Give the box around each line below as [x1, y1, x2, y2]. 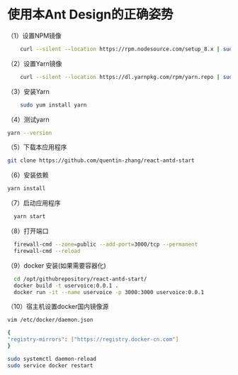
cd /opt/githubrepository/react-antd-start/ [13, 275, 147, 283]
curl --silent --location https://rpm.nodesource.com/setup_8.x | [20, 45, 220, 53]
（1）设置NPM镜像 [7, 31, 62, 40]
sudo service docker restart [7, 362, 93, 369]
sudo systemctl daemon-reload [7, 355, 97, 362]
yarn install [7, 185, 46, 192]
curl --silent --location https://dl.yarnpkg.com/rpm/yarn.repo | [20, 73, 220, 80]
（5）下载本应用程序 [7, 143, 67, 151]
